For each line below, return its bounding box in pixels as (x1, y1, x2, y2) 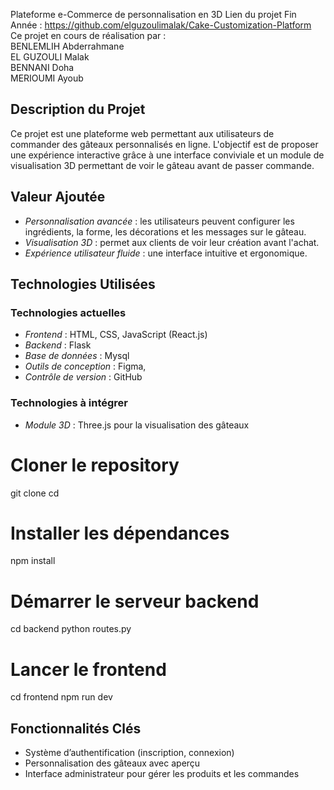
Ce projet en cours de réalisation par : (10, 30, 167, 41)
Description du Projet (10, 101, 146, 118)
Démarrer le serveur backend (10, 590, 260, 613)
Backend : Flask (24, 339, 92, 351)
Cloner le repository (10, 454, 180, 476)
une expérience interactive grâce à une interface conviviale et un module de (10, 149, 325, 161)
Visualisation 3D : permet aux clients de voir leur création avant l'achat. (24, 236, 320, 248)
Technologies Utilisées (10, 276, 156, 293)
